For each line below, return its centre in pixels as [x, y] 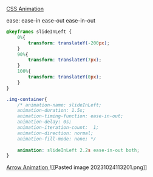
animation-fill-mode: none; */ [57, 139]
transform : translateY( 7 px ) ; [65, 60]
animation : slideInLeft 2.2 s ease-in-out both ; [78, 150]
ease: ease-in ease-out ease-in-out [51, 20]
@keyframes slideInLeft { [39, 32]
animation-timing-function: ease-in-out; [70, 116]
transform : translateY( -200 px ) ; [69, 43]
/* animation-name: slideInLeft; [59, 105]
